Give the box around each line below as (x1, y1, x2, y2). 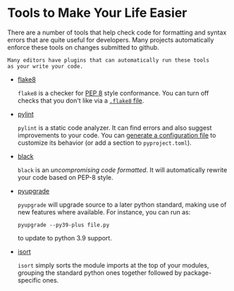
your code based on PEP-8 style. (17, 173, 114, 181)
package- (183, 269, 212, 277)
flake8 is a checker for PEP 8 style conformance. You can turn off (17, 89, 209, 97)
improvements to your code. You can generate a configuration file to (17, 131, 216, 139)
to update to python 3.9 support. (17, 233, 113, 242)
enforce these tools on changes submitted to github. (7, 43, 160, 51)
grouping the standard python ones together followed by (17, 269, 182, 277)
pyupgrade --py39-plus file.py (17, 221, 110, 228)
